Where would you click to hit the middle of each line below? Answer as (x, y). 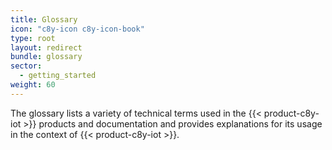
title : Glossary (44, 19)
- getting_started (58, 76)
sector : (26, 66)
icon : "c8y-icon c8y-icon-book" (77, 29)
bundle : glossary (46, 57)
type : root (33, 38)
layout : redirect (46, 47)
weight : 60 (33, 85)
